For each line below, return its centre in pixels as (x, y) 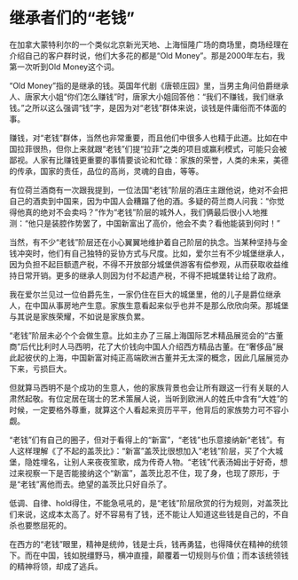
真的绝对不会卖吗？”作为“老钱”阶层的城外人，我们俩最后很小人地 (142, 212)
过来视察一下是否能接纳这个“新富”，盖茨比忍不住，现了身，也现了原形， (141, 473)
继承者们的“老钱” (72, 18)
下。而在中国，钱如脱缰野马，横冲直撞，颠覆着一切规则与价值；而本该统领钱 (149, 555)
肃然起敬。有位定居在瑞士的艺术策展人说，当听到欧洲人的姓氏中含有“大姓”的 (149, 398)
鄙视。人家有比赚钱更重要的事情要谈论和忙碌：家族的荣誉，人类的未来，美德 (149, 160)
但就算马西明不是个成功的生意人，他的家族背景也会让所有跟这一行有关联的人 (149, 387)
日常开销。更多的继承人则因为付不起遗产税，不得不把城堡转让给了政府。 (149, 275)
